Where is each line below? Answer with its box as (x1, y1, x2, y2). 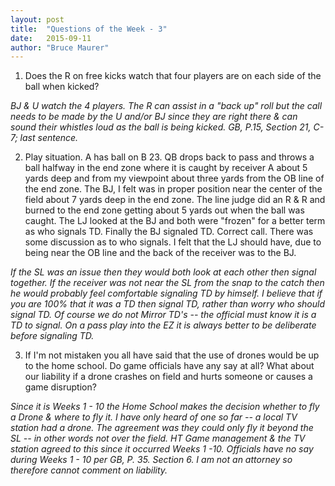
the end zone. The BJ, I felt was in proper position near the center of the (24, 183, 323, 195)
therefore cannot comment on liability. (10, 464, 168, 476)
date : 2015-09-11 (10, 33, 92, 43)
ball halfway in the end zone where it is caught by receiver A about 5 (24, 162, 308, 174)
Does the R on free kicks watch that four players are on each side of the (24, 70, 322, 82)
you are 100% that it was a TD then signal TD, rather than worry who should (10, 298, 326, 310)
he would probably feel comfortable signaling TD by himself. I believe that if (10, 287, 323, 300)
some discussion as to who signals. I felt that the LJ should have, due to (24, 236, 322, 248)
